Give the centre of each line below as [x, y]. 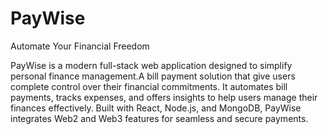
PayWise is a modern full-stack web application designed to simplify [151, 65]
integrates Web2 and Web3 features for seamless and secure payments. [159, 118]
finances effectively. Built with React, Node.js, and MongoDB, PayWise [156, 108]
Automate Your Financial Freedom [80, 46]
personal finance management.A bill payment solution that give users [153, 76]
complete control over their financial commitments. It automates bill [149, 86]
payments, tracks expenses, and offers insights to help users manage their [164, 97]
